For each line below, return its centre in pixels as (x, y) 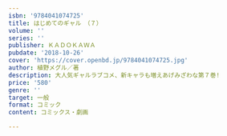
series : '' (26, 38)
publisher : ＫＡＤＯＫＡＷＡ (52, 46)
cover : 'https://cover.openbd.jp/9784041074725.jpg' (98, 61)
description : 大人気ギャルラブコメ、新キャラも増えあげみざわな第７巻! (114, 75)
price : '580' (30, 82)
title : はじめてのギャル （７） (55, 23)
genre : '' (25, 90)
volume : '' (26, 30)
